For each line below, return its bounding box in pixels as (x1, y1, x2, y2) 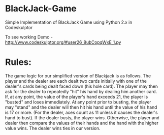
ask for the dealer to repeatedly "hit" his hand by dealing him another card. (5, 88, 157, 94)
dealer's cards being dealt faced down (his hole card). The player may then (5, 83, 158, 89)
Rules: (5, 57, 32, 68)
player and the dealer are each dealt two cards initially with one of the (5, 78, 147, 84)
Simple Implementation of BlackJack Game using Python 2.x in (5, 19, 132, 25)
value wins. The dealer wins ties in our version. (5, 125, 100, 131)
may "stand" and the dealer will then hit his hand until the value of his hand (5, 104, 158, 110)
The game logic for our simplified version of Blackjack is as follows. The (5, 72, 151, 79)
